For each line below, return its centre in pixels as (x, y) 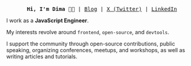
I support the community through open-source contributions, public (91, 44)
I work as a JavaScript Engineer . (48, 20)
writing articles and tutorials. (42, 56)
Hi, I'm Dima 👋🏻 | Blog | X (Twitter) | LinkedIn (102, 9)
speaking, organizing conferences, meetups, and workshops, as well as (96, 50)
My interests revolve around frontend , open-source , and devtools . (88, 32)
